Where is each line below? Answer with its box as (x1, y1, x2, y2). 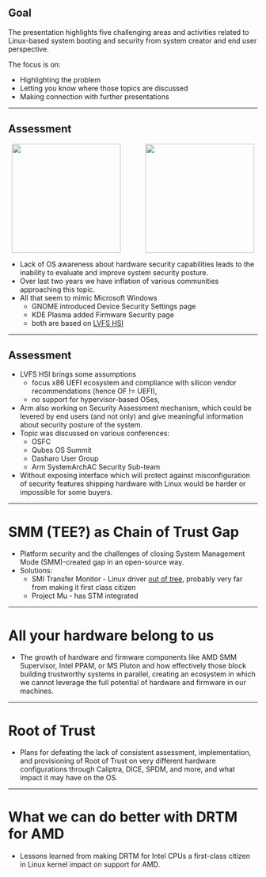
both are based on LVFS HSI (31, 318, 124, 327)
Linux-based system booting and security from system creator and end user (8, 36, 257, 45)
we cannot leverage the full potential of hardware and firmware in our (19, 678, 247, 687)
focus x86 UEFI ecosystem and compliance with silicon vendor (31, 378, 237, 388)
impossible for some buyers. (19, 488, 113, 497)
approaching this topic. (19, 285, 96, 294)
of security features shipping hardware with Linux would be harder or (19, 479, 246, 488)
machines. (19, 686, 54, 696)
